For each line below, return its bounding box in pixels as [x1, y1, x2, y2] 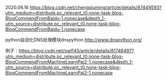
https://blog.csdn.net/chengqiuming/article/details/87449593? [30, 5, 162, 10]
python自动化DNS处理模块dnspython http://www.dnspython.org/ [5, 37, 142, 43]
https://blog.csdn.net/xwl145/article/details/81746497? [18, 48, 134, 53]
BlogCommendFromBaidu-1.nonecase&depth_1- [5, 15, 106, 21]
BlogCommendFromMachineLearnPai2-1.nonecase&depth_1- [5, 59, 134, 65]
